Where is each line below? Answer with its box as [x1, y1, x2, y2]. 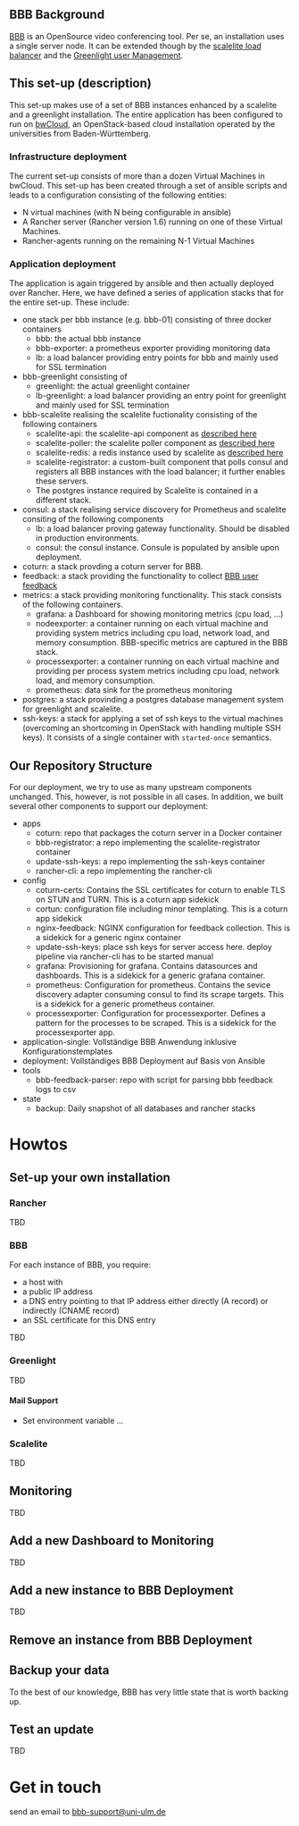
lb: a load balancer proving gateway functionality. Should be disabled [35, 523, 290, 534]
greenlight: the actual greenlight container [35, 381, 190, 391]
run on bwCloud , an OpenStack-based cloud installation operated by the [9, 118, 276, 129]
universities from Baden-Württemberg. [9, 128, 152, 139]
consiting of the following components [21, 514, 164, 525]
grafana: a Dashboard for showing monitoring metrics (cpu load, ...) [35, 609, 284, 619]
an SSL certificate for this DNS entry [21, 1315, 156, 1325]
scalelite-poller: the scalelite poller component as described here [35, 438, 275, 449]
